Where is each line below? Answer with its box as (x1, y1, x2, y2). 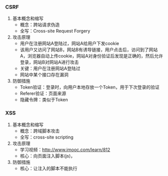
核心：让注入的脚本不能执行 (20, 165, 78, 171)
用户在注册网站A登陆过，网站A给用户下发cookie (20, 40, 119, 46)
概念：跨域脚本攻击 (20, 127, 60, 133)
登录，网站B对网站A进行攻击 (20, 59, 79, 65)
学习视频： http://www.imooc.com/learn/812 (20, 146, 110, 152)
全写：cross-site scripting (20, 134, 74, 140)
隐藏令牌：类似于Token (20, 96, 68, 103)
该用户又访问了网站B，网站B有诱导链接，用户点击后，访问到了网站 (20, 46, 158, 53)
